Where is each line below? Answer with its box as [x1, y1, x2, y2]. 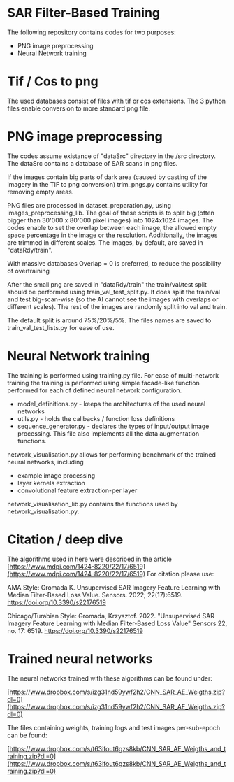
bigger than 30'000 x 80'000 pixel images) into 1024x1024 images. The [7, 215, 214, 225]
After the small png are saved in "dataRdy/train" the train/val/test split [7, 280, 207, 288]
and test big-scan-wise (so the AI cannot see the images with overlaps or [7, 295, 219, 304]
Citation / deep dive [7, 532, 124, 547]
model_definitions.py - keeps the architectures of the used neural [17, 399, 206, 408]
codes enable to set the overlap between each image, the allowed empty [7, 223, 217, 232]
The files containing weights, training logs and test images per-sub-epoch [7, 723, 221, 732]
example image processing [17, 471, 96, 480]
